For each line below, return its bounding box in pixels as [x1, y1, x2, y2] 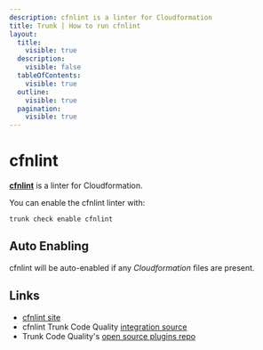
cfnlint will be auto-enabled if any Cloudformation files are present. [9, 262, 255, 273]
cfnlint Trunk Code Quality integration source [21, 322, 187, 332]
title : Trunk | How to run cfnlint [9, 21, 141, 30]
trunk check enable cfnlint [9, 215, 114, 224]
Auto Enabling [9, 239, 90, 254]
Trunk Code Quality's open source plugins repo [21, 330, 196, 341]
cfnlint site [21, 312, 61, 322]
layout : [9, 29, 38, 38]
